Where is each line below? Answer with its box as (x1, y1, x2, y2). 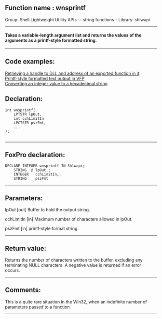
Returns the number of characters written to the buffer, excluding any (5, 257, 143, 263)
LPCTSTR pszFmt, (13, 120, 47, 125)
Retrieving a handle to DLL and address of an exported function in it (5, 70, 140, 76)
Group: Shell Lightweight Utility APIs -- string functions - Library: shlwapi (5, 16, 150, 22)
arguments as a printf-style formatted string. (5, 37, 97, 43)
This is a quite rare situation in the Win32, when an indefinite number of (5, 299, 147, 304)
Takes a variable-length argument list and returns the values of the (5, 32, 142, 38)
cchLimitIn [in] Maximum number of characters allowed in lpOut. (5, 216, 133, 222)
